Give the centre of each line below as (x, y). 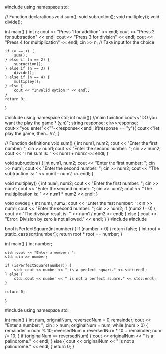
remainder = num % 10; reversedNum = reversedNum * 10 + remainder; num (83, 330)
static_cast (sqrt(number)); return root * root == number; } (64, 234)
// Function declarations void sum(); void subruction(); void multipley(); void (82, 17)
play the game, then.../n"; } (33, 133)
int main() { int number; (29, 244)
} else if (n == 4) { (28, 77)
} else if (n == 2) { (28, 60)
